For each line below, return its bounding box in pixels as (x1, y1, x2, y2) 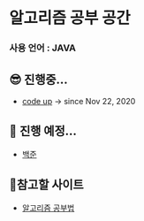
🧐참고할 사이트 (9, 178, 84, 193)
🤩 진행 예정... (9, 124, 78, 139)
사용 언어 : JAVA (9, 42, 77, 54)
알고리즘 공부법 (21, 202, 75, 213)
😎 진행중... (9, 72, 68, 87)
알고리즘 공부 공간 (9, 8, 131, 28)
